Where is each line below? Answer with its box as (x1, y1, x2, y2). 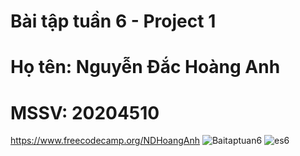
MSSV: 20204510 (10, 101, 160, 124)
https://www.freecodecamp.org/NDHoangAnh (10, 135, 201, 147)
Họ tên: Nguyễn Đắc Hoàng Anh (10, 56, 281, 79)
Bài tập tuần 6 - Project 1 (10, 10, 217, 33)
